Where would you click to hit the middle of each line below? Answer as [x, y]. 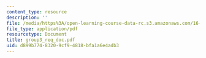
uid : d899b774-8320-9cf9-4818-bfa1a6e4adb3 [63, 46]
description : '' [27, 18]
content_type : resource [37, 12]
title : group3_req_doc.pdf [41, 40]
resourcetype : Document [37, 34]
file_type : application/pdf [42, 29]
